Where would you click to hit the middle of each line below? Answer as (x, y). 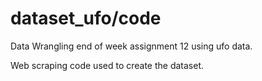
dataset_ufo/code (86, 18)
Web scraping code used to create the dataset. (107, 65)
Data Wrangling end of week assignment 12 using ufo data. (131, 46)
